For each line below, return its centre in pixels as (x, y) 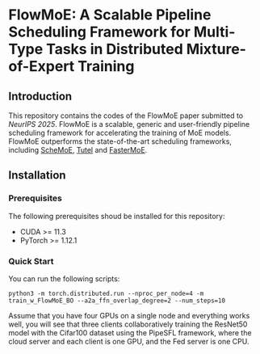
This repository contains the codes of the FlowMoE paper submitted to (126, 116)
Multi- (214, 32)
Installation (37, 175)
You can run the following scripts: (64, 278)
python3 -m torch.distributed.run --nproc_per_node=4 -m (106, 293)
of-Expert (42, 67)
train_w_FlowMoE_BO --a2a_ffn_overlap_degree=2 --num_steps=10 (117, 301)
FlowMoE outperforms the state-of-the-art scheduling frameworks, (120, 141)
